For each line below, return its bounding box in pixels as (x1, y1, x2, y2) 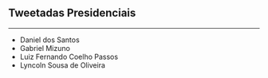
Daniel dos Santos (19, 35, 80, 45)
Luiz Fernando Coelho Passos (19, 52, 118, 61)
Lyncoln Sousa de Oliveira (19, 60, 106, 70)
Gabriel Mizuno (19, 43, 70, 53)
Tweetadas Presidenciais (8, 6, 136, 20)
